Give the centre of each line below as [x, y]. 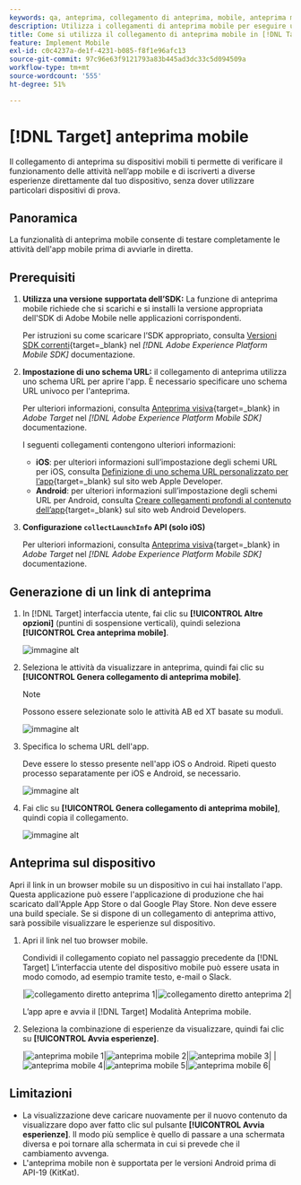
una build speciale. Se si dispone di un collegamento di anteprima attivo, [143, 913]
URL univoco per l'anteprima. [76, 391]
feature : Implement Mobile [60, 43]
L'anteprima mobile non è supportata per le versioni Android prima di [149, 1163]
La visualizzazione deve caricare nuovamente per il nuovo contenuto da [155, 1115]
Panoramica [43, 218]
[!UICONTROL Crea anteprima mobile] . [95, 632]
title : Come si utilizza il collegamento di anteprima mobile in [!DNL [146, 34]
